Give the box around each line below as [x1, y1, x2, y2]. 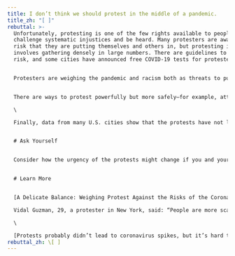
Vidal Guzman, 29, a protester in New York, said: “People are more [13, 206, 218, 214]
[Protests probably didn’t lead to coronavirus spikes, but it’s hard [13, 232, 224, 239]
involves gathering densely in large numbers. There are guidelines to [13, 50, 227, 57]
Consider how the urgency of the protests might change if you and [13, 156, 215, 163]
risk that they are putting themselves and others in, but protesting [13, 43, 224, 50]
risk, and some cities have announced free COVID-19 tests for [13, 56, 201, 63]
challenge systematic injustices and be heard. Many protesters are [13, 36, 218, 43]
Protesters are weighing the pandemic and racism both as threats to [13, 74, 220, 81]
